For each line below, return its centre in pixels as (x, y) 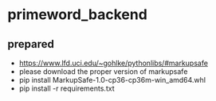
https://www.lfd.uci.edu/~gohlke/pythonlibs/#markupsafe (114, 63)
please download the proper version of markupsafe (103, 72)
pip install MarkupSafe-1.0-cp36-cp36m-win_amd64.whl (112, 80)
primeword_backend (78, 15)
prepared (31, 44)
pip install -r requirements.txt (67, 88)
